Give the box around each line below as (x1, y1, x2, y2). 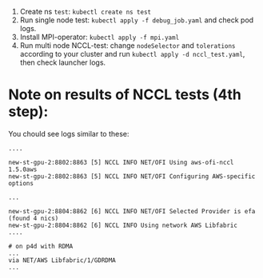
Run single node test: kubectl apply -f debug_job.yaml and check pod (19, 15, 254, 25)
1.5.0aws (8, 165, 38, 173)
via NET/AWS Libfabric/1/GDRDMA (8, 256, 116, 264)
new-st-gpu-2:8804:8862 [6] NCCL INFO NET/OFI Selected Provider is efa (8, 207, 256, 215)
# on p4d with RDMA (8, 242, 74, 250)
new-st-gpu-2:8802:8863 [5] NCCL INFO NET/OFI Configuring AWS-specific (8, 172, 256, 181)
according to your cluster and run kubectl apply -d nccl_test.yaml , (19, 50, 245, 58)
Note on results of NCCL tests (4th (8, 85, 242, 104)
